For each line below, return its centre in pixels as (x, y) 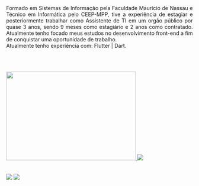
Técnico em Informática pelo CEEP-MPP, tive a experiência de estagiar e (99, 14)
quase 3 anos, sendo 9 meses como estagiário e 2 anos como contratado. (99, 27)
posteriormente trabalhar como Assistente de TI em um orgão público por (99, 21)
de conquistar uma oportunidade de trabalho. (62, 39)
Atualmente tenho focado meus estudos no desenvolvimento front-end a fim (99, 33)
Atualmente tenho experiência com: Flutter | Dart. (66, 46)
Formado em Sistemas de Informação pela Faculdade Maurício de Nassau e (99, 8)
